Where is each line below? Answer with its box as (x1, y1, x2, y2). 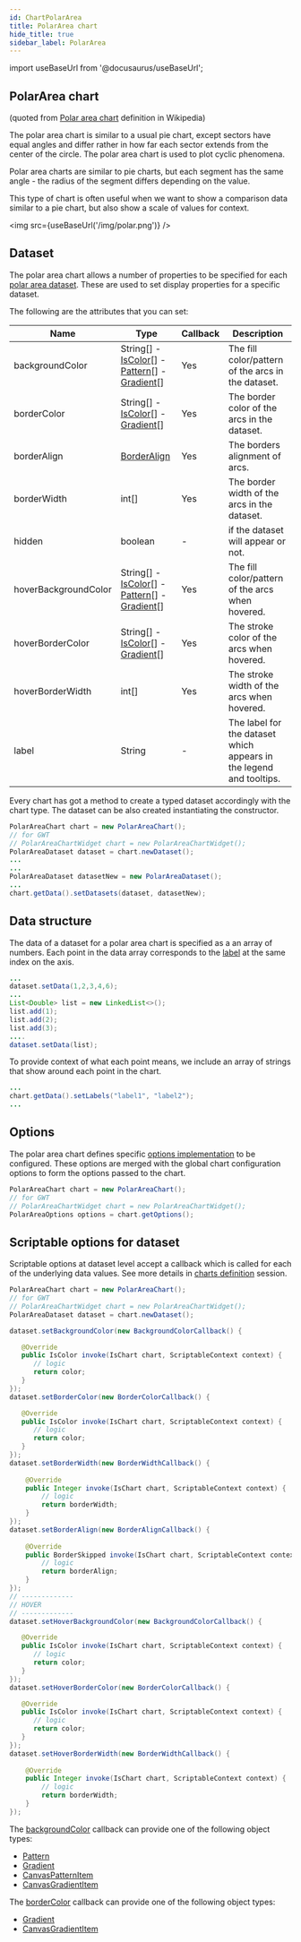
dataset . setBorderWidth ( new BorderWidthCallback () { (9, 1458, 211, 1467)
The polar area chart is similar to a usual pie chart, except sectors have (9, 130, 271, 141)
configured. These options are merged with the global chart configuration (9, 1157, 281, 1169)
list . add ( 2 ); (9, 1015, 58, 1024)
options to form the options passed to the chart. (9, 1167, 186, 1178)
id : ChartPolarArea (9, 13, 82, 22)
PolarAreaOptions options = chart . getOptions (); (9, 1210, 194, 1219)
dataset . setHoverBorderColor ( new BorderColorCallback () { (9, 1683, 230, 1692)
